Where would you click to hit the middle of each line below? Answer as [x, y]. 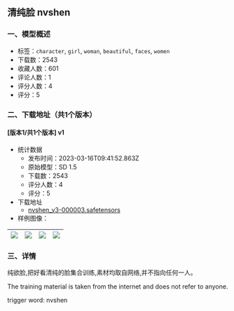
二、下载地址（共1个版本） [52, 114]
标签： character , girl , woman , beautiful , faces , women [94, 50]
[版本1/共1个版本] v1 [36, 132]
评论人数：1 [34, 77]
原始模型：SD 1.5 [52, 167]
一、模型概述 [29, 34]
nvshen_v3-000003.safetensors [74, 209]
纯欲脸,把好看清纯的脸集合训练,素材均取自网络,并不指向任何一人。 [102, 272]
